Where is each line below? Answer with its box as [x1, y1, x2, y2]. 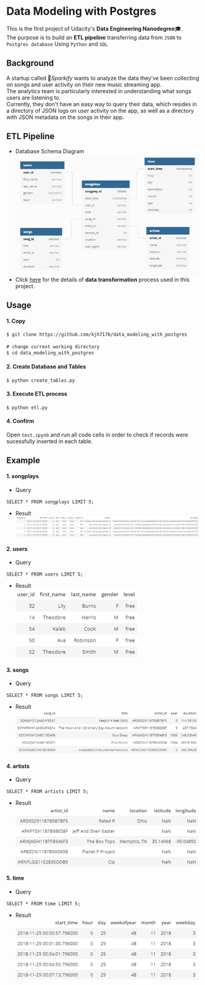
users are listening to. [6, 94, 61, 101]
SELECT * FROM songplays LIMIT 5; [6, 498, 95, 505]
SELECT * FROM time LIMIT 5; [6, 900, 81, 907]
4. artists [6, 762, 30, 770]
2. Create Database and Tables [6, 363, 86, 370]
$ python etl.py [6, 405, 48, 411]
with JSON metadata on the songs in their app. [6, 113, 124, 121]
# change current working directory [6, 344, 100, 350]
